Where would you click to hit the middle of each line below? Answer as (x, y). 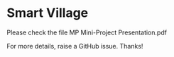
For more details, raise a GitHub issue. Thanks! (75, 46)
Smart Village (48, 13)
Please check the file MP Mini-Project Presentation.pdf (87, 32)
